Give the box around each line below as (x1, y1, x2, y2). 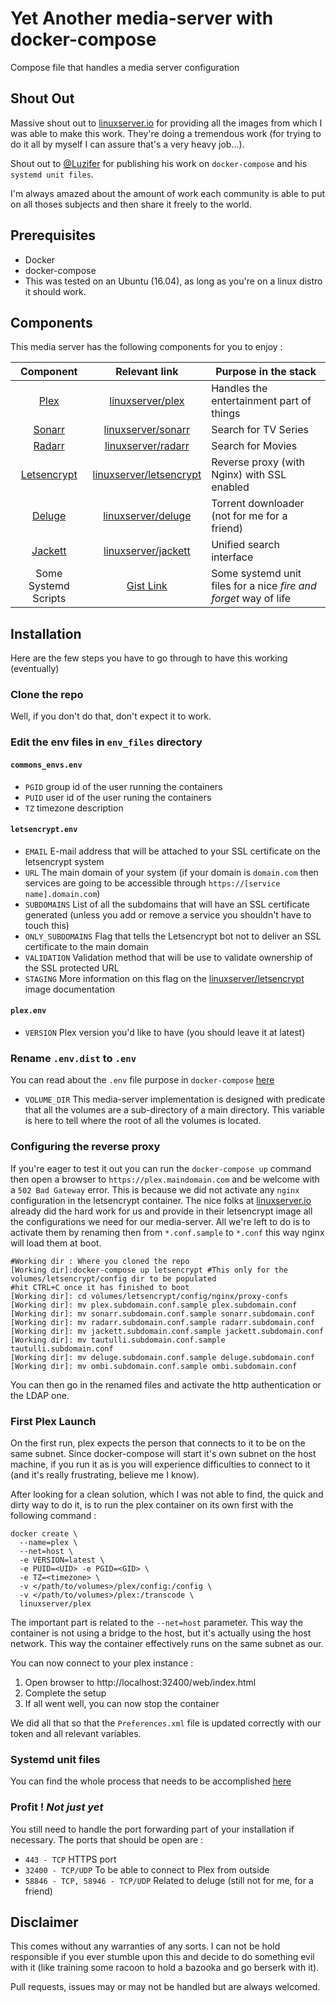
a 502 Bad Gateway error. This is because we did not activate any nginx (10, 1183, 300, 1196)
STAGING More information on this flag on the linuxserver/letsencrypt (24, 972, 305, 984)
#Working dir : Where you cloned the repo (10, 1256, 190, 1266)
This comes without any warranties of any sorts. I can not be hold (10, 1940, 281, 1952)
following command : (10, 1509, 97, 1521)
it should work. (24, 285, 87, 297)
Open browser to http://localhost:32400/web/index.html (24, 1676, 257, 1688)
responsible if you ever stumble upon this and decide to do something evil (10, 1951, 315, 1963)
